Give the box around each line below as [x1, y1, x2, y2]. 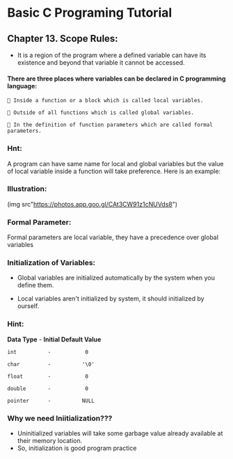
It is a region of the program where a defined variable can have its [17, 51, 207, 59]
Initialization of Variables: [7, 258, 96, 268]
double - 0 [7, 385, 89, 392]
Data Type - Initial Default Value [7, 335, 102, 344]
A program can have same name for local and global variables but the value [7, 159, 224, 168]
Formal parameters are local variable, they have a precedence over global [7, 233, 219, 241]
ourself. [17, 302, 40, 310]
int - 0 [7, 348, 89, 355]
